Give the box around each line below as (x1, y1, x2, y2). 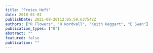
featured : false (5, 36, 40, 41)
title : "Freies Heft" (5, 7, 51, 13)
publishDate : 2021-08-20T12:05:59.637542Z (5, 17, 96, 22)
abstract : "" (5, 31, 33, 36)
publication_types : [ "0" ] (5, 26, 60, 31)
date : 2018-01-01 (5, 12, 42, 17)
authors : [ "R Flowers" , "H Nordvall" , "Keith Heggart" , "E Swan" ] (5, 21, 148, 27)
